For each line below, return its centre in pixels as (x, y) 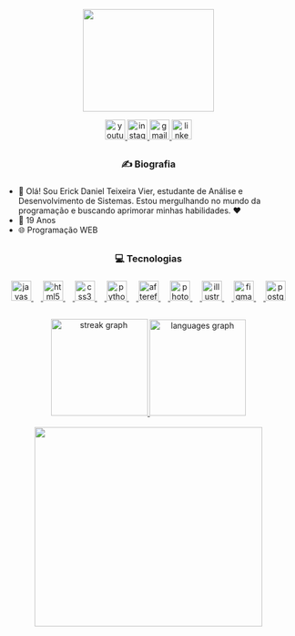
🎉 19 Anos (37, 221)
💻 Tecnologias (148, 258)
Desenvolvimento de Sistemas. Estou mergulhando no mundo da (139, 201)
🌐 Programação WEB (58, 230)
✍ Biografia (148, 164)
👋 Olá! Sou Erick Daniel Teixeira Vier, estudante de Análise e (130, 191)
